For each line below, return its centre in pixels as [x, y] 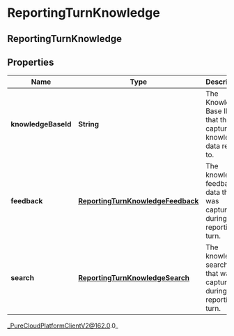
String [88, 124]
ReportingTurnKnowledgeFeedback [138, 201]
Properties [31, 62]
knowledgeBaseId [41, 124]
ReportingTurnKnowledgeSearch [134, 278]
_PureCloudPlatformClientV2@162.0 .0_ [63, 326]
